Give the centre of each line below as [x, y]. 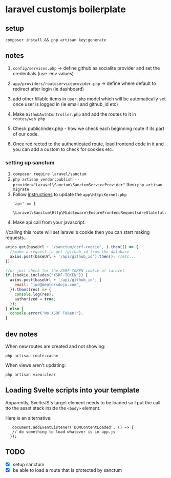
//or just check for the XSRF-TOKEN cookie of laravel [65, 270]
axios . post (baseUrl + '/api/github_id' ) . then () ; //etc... [73, 256]
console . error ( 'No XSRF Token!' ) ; [47, 313]
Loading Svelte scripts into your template [72, 390]
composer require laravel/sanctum [49, 174]
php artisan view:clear [31, 375]
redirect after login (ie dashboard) [48, 89]
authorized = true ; [35, 299]
